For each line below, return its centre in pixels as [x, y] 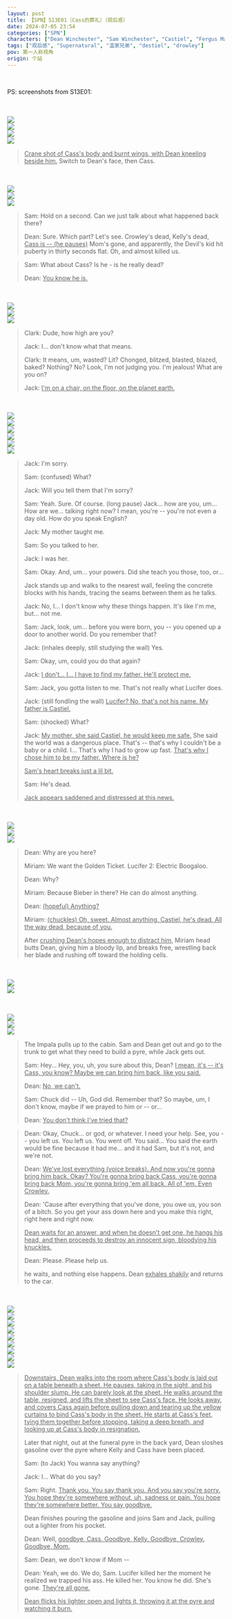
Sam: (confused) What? [58, 477]
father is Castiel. [47, 708]
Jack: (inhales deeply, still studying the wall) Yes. [94, 647]
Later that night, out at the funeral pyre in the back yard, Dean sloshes [124, 1442]
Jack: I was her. [46, 558]
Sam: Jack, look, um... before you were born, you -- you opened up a [123, 627]
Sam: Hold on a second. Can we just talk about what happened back [121, 216]
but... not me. [43, 613]
